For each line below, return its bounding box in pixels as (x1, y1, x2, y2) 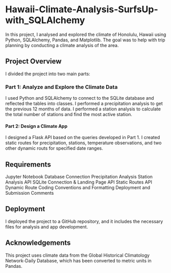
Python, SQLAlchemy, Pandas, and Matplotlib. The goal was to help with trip (5, 37, 165, 43)
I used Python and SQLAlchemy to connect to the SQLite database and (5, 95, 154, 101)
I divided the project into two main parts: (5, 71, 90, 77)
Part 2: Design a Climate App (5, 123, 68, 129)
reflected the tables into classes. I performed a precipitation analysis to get (5, 101, 163, 107)
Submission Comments (5, 190, 54, 196)
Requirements (5, 160, 51, 169)
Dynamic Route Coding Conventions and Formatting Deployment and (5, 185, 151, 191)
